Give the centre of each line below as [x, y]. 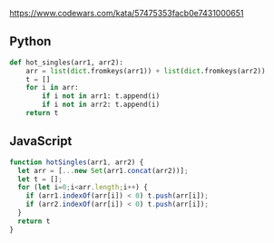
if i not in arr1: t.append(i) [101, 96]
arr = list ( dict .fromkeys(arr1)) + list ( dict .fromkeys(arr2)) [146, 71]
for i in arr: [52, 88]
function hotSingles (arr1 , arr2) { [77, 162]
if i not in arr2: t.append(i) [101, 105]
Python [30, 41]
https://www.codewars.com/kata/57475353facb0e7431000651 [127, 13]
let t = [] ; [40, 179]
